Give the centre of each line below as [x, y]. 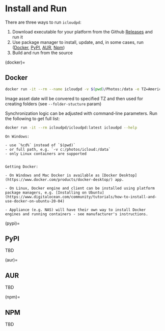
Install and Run [36, 9]
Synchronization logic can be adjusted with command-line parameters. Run [81, 113]
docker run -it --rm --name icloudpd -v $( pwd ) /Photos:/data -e [72, 89]
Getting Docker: [22, 166]
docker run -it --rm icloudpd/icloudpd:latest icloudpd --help [71, 128]
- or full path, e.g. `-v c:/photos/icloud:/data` [58, 149]
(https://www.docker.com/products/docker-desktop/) [59, 180]
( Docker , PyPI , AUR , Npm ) [39, 47]
